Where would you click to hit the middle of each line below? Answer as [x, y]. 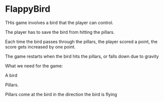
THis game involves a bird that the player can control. [59, 23]
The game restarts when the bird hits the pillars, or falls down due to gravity [82, 56]
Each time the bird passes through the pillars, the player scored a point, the [81, 41]
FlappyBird [28, 9]
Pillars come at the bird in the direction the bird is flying [61, 94]
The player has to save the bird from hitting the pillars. [60, 32]
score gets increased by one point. [40, 47]
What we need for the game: [34, 66]
